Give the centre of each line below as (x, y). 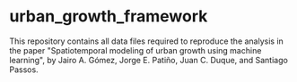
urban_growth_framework (109, 16)
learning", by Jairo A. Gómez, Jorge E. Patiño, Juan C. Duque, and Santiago (149, 60)
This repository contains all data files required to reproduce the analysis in (147, 41)
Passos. (24, 70)
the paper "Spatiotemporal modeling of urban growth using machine (135, 50)
